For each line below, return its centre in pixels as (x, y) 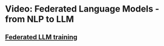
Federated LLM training (41, 37)
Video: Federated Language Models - (82, 9)
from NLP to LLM (40, 19)
